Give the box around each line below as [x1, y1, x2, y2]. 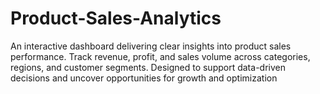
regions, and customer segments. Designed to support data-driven [10, 61, 286, 73]
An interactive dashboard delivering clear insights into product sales [10, 40, 292, 52]
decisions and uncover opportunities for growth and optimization [10, 72, 278, 84]
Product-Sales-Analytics [10, 7, 222, 30]
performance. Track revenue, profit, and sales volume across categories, [10, 50, 311, 62]
